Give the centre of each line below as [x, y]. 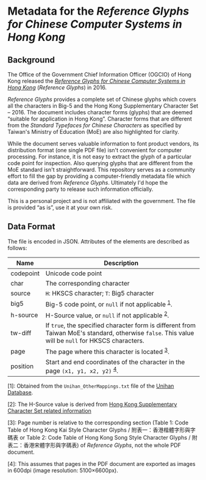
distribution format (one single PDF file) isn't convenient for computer [95, 150]
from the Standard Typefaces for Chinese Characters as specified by [95, 125]
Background [31, 60]
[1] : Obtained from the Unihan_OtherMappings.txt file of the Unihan [91, 386]
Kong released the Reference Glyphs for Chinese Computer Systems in [97, 81]
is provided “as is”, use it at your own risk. [60, 207]
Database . [20, 393]
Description [121, 263]
